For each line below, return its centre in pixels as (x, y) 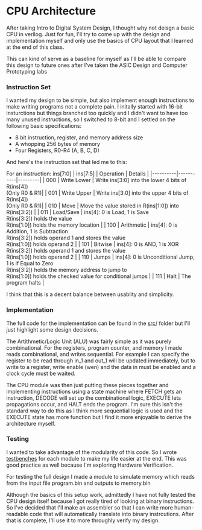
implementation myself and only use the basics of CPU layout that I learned (100, 40)
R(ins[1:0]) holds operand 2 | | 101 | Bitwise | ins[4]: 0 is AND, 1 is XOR (93, 244)
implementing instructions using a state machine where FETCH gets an (94, 391)
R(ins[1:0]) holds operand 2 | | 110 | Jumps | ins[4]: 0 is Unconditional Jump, (100, 257)
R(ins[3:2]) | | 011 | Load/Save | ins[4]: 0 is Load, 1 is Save (77, 212)
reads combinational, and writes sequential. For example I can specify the (98, 354)
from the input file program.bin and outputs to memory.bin (78, 483)
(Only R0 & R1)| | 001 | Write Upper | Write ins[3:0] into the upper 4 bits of (97, 193)
